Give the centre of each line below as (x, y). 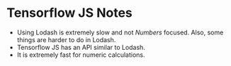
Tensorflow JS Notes (69, 13)
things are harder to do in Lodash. (66, 39)
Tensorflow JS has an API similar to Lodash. (81, 47)
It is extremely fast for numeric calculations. (81, 55)
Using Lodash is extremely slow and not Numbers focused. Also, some (120, 32)
